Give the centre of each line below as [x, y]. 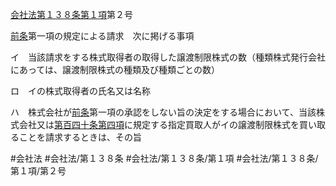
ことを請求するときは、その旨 [80, 137]
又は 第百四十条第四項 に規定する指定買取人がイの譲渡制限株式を [168, 124]
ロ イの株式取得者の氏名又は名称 [80, 91]
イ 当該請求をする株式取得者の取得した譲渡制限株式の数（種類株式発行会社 [168, 57]
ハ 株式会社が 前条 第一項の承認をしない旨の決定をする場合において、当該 [163, 112]
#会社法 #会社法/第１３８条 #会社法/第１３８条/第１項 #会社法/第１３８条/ [164, 158]
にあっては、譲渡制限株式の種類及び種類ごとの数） [115, 69]
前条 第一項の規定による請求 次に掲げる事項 [102, 36]
